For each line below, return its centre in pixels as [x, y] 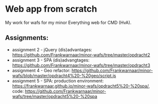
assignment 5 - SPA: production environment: [58, 81]
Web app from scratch [51, 9]
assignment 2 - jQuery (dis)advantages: [52, 49]
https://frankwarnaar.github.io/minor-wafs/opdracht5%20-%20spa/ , [81, 86]
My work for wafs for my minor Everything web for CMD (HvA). [68, 22]
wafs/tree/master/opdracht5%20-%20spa [55, 96]
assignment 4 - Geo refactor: [41, 70]
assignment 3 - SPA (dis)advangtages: [51, 60]
